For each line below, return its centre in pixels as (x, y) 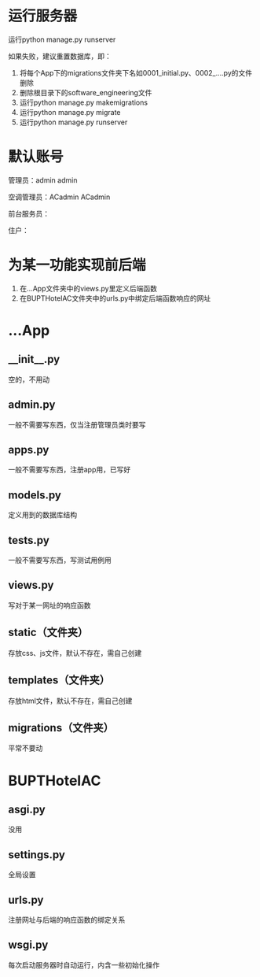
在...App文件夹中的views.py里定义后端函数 (88, 288)
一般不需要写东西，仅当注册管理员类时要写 (77, 424)
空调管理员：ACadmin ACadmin (59, 197)
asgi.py (27, 809)
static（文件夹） (48, 633)
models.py (35, 495)
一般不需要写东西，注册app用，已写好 (70, 470)
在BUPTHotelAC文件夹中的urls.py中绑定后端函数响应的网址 (115, 298)
